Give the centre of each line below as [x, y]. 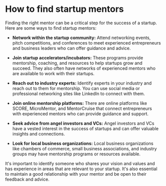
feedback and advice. [27, 179]
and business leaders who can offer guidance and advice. [72, 48]
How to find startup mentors [64, 9]
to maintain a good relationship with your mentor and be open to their [76, 174]
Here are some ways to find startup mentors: [51, 28]
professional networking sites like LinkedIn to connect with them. [79, 93]
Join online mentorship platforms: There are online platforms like [80, 103]
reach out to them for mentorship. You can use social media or [76, 88]
